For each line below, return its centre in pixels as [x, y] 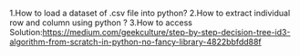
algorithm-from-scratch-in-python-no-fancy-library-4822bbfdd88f [135, 42]
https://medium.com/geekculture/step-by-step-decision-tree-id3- [166, 32]
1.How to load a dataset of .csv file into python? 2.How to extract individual [150, 13]
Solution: [26, 32]
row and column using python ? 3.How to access [101, 23]
